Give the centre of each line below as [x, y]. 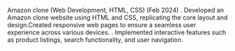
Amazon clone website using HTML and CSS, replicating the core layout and [117, 17]
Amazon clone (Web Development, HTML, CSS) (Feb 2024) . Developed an [116, 10]
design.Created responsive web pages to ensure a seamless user [102, 25]
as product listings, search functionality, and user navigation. [95, 40]
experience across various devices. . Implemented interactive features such [117, 32]
